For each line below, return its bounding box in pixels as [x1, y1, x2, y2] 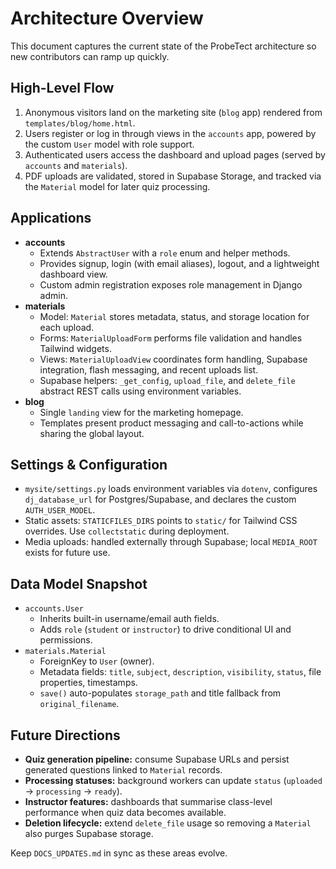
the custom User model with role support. [24, 138, 195, 150]
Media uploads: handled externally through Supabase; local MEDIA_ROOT [24, 536, 318, 548]
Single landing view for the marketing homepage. [39, 406, 244, 418]
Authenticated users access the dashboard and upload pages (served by [24, 148, 326, 161]
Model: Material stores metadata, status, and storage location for [39, 310, 310, 322]
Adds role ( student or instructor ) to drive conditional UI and [39, 623, 292, 636]
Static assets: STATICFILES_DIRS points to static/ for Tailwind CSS [24, 515, 298, 527]
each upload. [39, 321, 95, 333]
